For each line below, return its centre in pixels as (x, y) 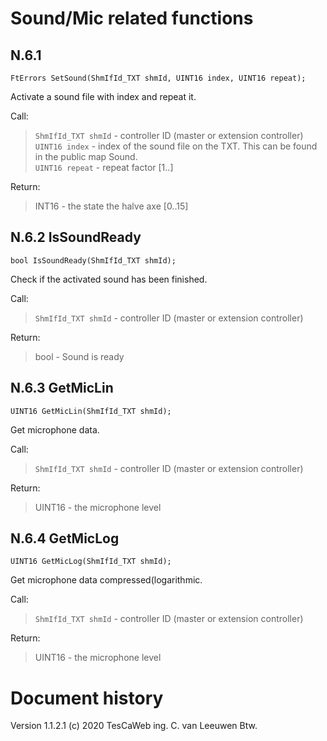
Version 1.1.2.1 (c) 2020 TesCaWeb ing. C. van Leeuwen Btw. (134, 726)
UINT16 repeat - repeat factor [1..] (104, 167)
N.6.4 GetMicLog (65, 538)
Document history (87, 698)
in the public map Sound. (86, 156)
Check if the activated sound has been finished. (109, 279)
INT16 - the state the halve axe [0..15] (111, 206)
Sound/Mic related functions (132, 18)
